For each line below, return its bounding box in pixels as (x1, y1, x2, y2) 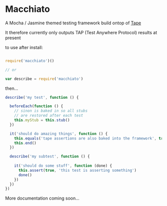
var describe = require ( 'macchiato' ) (5, 76, 83, 81)
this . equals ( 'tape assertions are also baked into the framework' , (14, 136, 157, 141)
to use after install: (5, 44, 43, 50)
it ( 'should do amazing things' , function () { (9, 131, 108, 136)
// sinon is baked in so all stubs (14, 108, 88, 114)
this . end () (14, 140, 37, 145)
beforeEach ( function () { (9, 104, 64, 109)
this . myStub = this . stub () (14, 118, 70, 123)
